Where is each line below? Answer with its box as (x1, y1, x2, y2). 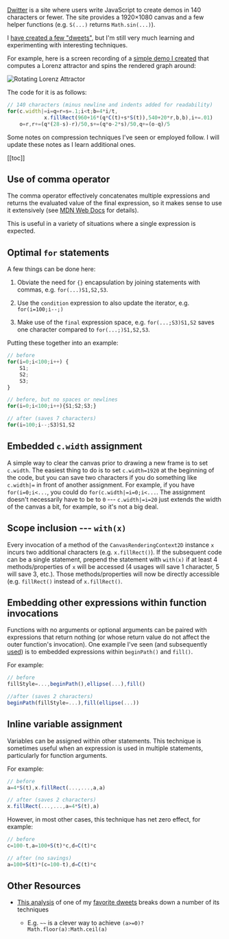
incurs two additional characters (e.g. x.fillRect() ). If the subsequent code (7, 548, 222, 556)
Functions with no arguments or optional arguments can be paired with (7, 626, 207, 634)
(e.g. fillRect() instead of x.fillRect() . (7, 577, 123, 586)
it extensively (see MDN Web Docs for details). (7, 206, 139, 215)
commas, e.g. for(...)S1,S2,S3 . (16, 286, 108, 294)
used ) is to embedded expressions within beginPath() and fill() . (7, 648, 193, 656)
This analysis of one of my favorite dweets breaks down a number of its (16, 899, 220, 907)
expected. (7, 227, 36, 235)
